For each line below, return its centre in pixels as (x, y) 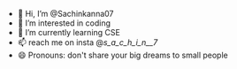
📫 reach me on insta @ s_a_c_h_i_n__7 (88, 42)
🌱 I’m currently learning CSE (69, 32)
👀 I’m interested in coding (64, 23)
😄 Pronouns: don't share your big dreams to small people (122, 55)
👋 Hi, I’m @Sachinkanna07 (65, 14)
